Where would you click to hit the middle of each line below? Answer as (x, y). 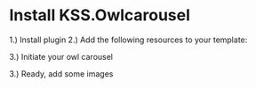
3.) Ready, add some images (61, 73)
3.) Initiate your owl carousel (61, 56)
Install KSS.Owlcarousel (100, 15)
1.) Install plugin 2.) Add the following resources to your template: (128, 40)
